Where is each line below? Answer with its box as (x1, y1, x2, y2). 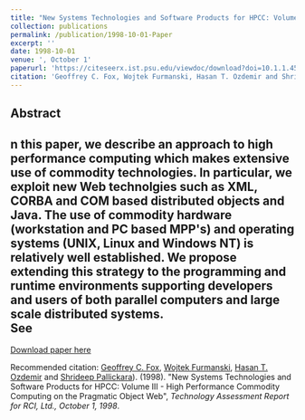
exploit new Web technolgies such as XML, (10, 178, 258, 195)
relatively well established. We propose (10, 250, 238, 265)
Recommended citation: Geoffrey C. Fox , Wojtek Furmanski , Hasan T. (10, 361, 269, 372)
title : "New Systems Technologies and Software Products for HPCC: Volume (10, 13, 299, 23)
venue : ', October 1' (10, 55, 92, 64)
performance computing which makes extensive (10, 150, 291, 166)
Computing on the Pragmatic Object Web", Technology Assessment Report (10, 390, 290, 401)
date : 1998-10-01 (10, 47, 76, 56)
